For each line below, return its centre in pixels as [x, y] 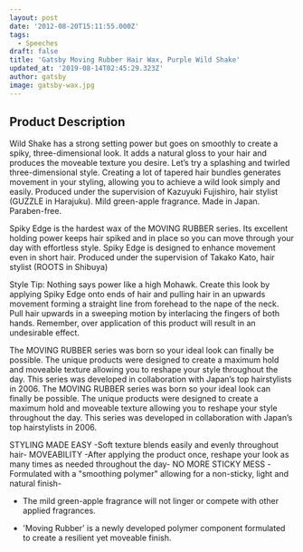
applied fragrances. [59, 511]
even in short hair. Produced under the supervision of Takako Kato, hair [142, 257]
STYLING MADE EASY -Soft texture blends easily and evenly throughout [144, 445]
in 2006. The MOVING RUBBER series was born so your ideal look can [140, 389]
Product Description [67, 122]
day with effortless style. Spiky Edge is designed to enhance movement [142, 248]
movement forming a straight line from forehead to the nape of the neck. [144, 304]
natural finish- [35, 484]
